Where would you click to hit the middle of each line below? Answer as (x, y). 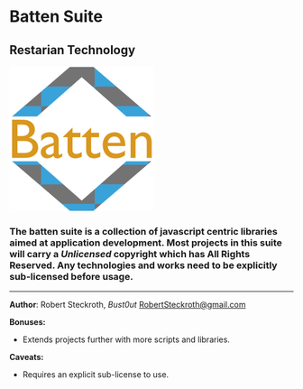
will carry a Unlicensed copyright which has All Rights (130, 254)
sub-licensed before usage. (71, 276)
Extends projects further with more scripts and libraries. (126, 339)
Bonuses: (28, 322)
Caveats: (27, 357)
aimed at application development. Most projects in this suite (146, 243)
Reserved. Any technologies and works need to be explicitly (143, 265)
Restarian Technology (73, 50)
